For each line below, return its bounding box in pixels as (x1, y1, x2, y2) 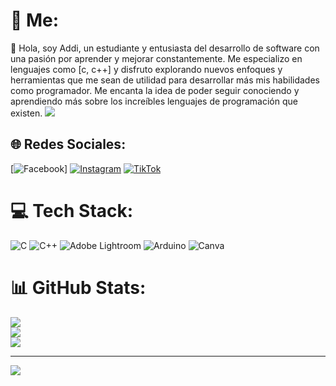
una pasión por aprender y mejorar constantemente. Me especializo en (10, 52, 303, 64)
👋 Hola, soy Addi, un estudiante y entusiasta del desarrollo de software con (10, 42, 320, 54)
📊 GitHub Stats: (10, 276, 147, 299)
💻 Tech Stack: (10, 199, 134, 222)
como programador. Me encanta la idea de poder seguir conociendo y (10, 84, 300, 96)
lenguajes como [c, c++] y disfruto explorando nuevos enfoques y (10, 63, 283, 75)
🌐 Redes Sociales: (10, 136, 127, 153)
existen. (10, 107, 43, 119)
